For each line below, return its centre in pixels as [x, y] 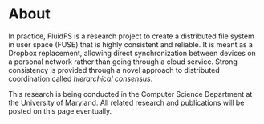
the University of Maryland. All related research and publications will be [126, 102]
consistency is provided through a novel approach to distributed [114, 70]
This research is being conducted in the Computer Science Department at [130, 94]
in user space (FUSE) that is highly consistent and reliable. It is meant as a [130, 44]
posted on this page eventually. [60, 111]
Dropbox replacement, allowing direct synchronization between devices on [132, 53]
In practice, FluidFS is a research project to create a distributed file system [132, 36]
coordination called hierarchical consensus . [81, 78]
